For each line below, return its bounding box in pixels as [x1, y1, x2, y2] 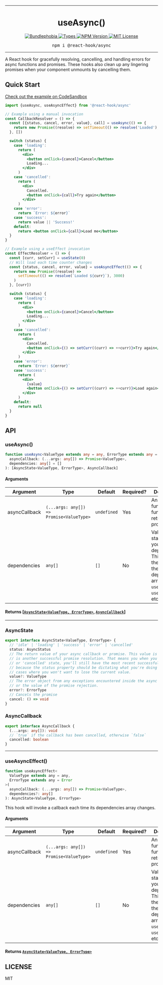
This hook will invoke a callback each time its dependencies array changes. [5, 804, 156, 810]
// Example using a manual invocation [5, 112, 83, 116]
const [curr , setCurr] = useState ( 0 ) [9, 255, 86, 260]
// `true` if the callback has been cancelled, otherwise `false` [9, 733, 147, 738]
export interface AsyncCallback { [5, 723, 75, 728]
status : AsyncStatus [9, 647, 51, 652]
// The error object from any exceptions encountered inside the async [9, 679, 158, 684]
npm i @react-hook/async [52, 42, 111, 48]
